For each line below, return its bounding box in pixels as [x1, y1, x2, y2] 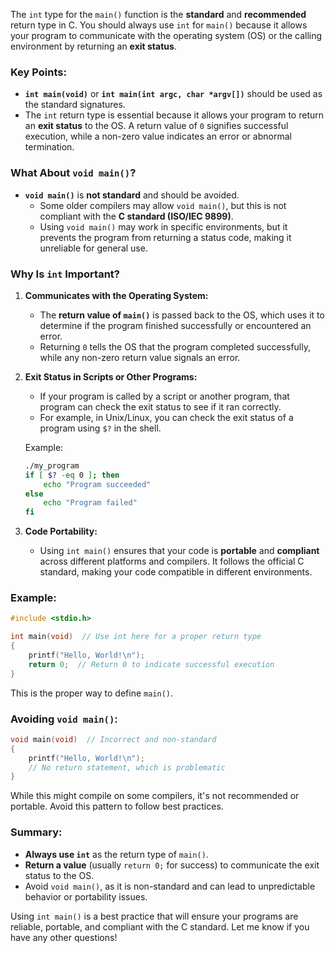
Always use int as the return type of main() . [24, 848, 209, 860]
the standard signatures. [24, 99, 126, 111]
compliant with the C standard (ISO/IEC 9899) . [39, 210, 234, 222]
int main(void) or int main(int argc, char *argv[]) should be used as [24, 88, 323, 100]
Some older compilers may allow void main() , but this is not [39, 199, 287, 211]
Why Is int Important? [10, 267, 120, 281]
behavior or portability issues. [24, 890, 148, 903]
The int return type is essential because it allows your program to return [24, 109, 325, 121]
